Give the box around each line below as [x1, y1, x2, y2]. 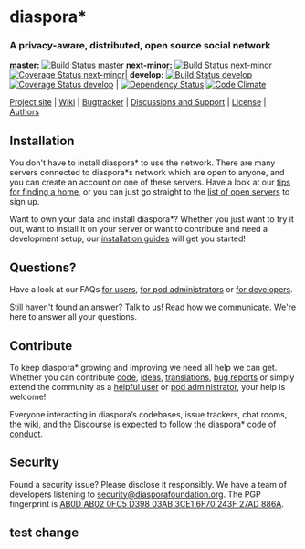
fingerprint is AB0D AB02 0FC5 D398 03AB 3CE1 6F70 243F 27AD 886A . [9, 498, 285, 509]
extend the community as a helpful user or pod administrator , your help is [9, 381, 286, 392]
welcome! [9, 391, 47, 402]
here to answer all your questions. [9, 311, 137, 322]
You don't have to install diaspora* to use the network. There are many [9, 157, 276, 168]
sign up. [9, 196, 40, 207]
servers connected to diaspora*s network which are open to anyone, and [9, 167, 285, 178]
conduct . [9, 428, 44, 439]
